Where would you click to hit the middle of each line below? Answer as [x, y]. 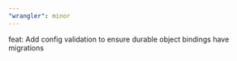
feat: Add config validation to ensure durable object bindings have [119, 39]
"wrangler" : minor [39, 16]
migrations [26, 48]
